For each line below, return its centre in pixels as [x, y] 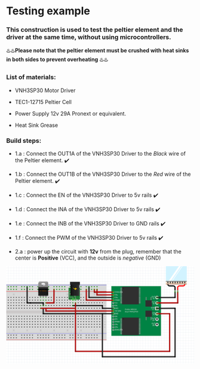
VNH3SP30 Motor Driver [45, 90]
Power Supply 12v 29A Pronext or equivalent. [70, 113]
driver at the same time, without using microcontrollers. [89, 37]
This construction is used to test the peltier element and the [95, 30]
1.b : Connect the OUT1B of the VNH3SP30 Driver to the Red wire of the [103, 174]
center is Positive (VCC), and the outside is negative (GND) [88, 258]
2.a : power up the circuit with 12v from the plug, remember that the [98, 252]
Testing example [48, 11]
